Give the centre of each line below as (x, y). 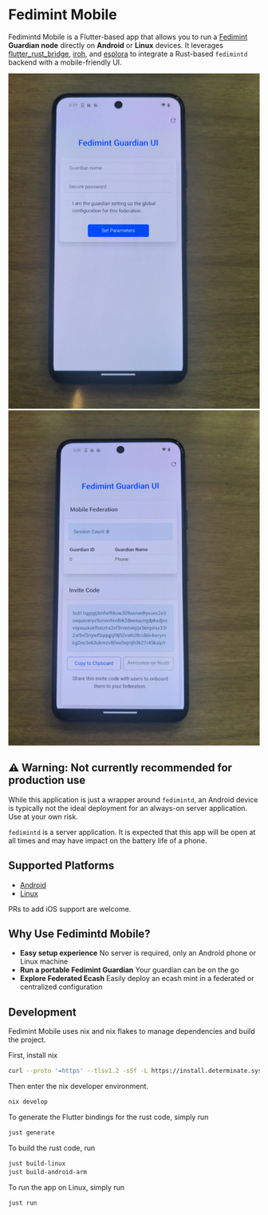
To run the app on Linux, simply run (67, 1187)
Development (43, 1012)
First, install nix (33, 1055)
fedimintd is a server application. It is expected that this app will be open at (132, 832)
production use (47, 780)
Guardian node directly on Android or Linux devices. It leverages (116, 45)
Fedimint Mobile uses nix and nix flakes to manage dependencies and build (132, 1031)
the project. (27, 1040)
